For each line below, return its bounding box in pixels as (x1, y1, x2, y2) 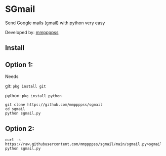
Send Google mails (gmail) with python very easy (5, 20, 105, 26)
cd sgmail (5, 107, 26, 112)
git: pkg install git (5, 83, 46, 89)
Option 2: (5, 124, 35, 133)
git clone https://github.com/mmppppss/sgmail (5, 102, 103, 107)
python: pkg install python (5, 93, 62, 99)
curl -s (5, 137, 21, 142)
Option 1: (5, 60, 33, 69)
